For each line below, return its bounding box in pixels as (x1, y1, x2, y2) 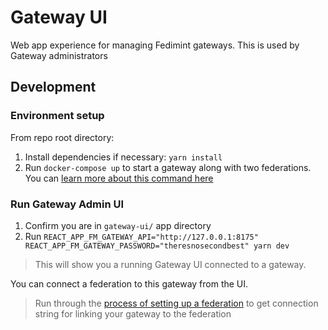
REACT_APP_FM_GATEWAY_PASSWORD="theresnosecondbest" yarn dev (24, 241, 290, 251)
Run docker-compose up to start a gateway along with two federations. (24, 161, 312, 173)
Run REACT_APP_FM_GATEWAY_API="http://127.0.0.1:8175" (24, 230, 259, 242)
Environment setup (10, 109, 105, 123)
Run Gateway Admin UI (10, 197, 125, 211)
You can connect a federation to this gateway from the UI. (10, 277, 249, 290)
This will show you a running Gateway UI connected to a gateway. (34, 258, 307, 270)
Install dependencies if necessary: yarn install (24, 151, 223, 163)
